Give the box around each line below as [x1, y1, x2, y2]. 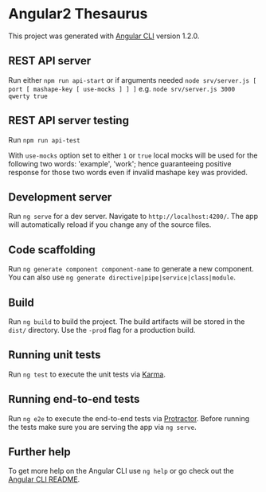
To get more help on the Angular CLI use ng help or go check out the [8, 467, 234, 476]
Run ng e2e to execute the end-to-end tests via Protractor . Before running [8, 413, 250, 423]
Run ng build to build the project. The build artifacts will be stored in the [8, 317, 245, 326]
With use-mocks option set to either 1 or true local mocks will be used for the [8, 150, 258, 160]
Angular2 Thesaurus [8, 5, 148, 23]
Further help [8, 445, 72, 459]
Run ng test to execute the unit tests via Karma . [8, 369, 166, 379]
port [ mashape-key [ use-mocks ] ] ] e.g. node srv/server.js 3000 [8, 84, 236, 93]
